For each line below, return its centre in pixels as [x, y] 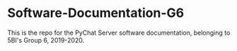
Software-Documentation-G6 [96, 13]
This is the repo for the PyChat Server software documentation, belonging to [119, 33]
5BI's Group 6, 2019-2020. [46, 40]
